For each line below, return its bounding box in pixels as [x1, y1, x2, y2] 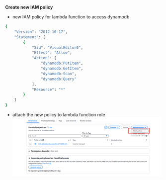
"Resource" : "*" [31, 87, 66, 92]
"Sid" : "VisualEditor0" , [31, 45, 83, 50]
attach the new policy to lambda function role [12, 112, 105, 117]
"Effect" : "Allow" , [31, 50, 72, 55]
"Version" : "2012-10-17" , [14, 29, 68, 34]
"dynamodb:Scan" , [40, 71, 77, 76]
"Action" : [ [31, 56, 57, 61]
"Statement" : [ [14, 34, 46, 39]
